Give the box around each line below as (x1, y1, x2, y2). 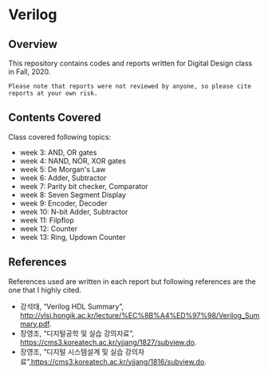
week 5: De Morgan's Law (19, 164, 106, 174)
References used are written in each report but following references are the (8, 277, 257, 286)
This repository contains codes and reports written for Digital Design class (8, 58, 253, 68)
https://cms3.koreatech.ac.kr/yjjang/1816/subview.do (30, 356, 205, 366)
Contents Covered (8, 111, 101, 124)
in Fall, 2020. (8, 67, 51, 77)
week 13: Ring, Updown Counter (19, 232, 126, 242)
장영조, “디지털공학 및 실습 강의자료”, (19, 329, 134, 338)
